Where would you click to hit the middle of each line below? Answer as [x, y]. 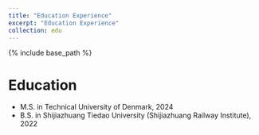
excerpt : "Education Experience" [64, 23]
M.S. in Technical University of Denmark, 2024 [96, 107]
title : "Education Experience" [60, 15]
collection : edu [35, 30]
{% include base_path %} [50, 53]
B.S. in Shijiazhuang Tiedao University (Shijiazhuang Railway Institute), [135, 115]
